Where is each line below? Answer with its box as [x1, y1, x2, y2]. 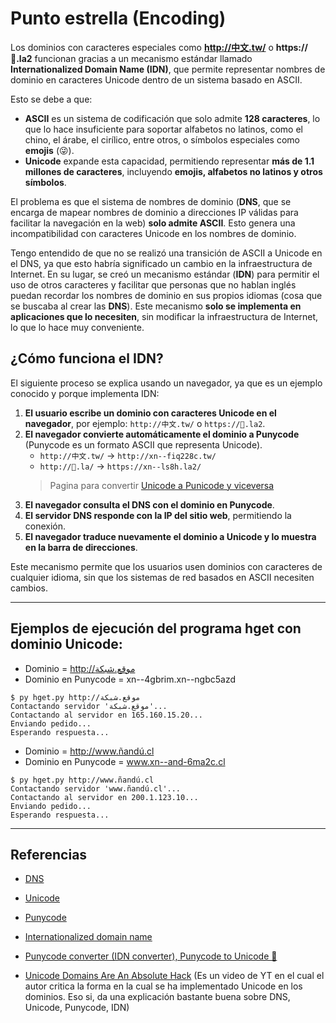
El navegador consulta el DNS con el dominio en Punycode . [24, 498, 275, 511]
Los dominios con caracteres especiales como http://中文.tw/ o [10, 41, 274, 53]
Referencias [10, 846, 88, 863]
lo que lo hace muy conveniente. [10, 321, 145, 333]
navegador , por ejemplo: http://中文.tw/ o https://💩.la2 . [24, 417, 266, 429]
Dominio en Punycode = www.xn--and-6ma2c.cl [24, 755, 226, 767]
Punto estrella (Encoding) [10, 7, 227, 30]
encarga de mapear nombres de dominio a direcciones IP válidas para [10, 206, 299, 218]
